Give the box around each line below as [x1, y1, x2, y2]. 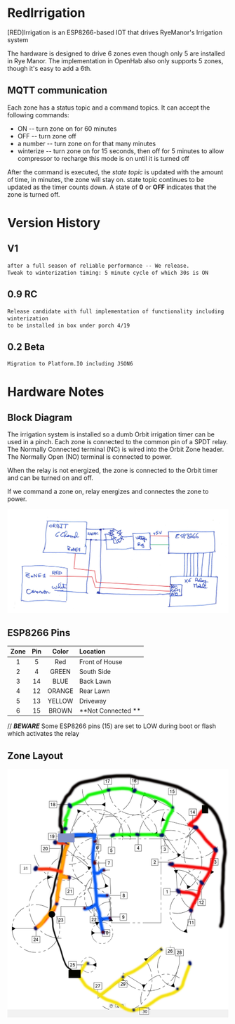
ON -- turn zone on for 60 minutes [17, 124, 117, 133]
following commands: [7, 110, 69, 119]
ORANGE [47, 687, 74, 695]
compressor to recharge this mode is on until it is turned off [17, 154, 189, 162]
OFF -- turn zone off [17, 131, 76, 140]
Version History [7, 214, 100, 231]
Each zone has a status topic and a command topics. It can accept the [7, 103, 210, 112]
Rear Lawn [79, 687, 110, 695]
